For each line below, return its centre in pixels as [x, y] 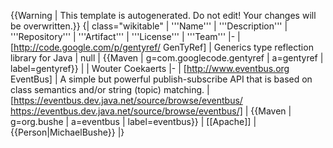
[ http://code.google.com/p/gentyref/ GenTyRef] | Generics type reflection [162, 47]
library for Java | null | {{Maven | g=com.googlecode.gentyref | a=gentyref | [167, 58]
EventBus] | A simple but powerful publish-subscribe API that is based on [161, 79]
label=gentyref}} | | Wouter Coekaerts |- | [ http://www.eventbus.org [150, 68]
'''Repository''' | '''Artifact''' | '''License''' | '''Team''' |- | [125, 36]
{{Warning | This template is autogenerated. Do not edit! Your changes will [163, 15]
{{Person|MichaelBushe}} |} [67, 132]
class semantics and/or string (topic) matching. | [110, 89]
